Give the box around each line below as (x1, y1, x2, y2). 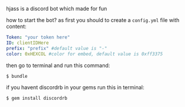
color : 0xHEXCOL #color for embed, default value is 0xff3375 (6, 51, 163, 57)
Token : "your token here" (6, 34, 70, 40)
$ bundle (6, 73, 28, 79)
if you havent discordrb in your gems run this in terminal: (6, 83, 145, 91)
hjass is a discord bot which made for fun (6, 5, 107, 12)
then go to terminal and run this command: (6, 62, 110, 69)
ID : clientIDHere (6, 40, 49, 46)
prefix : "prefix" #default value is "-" (6, 45, 108, 51)
